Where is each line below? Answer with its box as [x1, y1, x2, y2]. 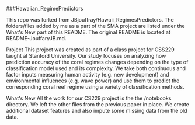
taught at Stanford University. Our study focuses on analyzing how [6, 53, 166, 59]
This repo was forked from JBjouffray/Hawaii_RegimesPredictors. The [6, 16, 174, 23]
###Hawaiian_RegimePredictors [6, 5, 83, 12]
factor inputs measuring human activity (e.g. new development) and [6, 71, 169, 78]
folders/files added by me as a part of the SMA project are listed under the [6, 23, 185, 29]
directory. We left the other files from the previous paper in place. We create [6, 101, 190, 107]
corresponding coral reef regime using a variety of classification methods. [6, 84, 185, 90]
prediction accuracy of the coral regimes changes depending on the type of [6, 58, 189, 65]
